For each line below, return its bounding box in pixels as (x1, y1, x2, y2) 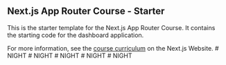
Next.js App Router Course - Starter (7, 5, 165, 17)
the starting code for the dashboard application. (7, 31, 144, 39)
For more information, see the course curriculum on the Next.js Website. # (7, 44, 220, 52)
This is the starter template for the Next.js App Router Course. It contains (7, 23, 216, 31)
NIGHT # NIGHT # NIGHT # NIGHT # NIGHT (7, 51, 132, 60)
